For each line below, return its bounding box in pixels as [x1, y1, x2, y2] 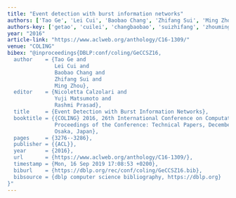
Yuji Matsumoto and [54, 95, 112, 103]
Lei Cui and [54, 62, 90, 70]
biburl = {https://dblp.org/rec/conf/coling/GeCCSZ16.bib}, [13, 166, 202, 174]
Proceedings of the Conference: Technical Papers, [54, 121, 206, 128]
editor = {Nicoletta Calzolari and [13, 88, 128, 95]
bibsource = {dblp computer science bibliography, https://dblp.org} [13, 173, 221, 180]
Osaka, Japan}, [54, 128, 99, 135]
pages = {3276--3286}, [13, 134, 93, 141]
